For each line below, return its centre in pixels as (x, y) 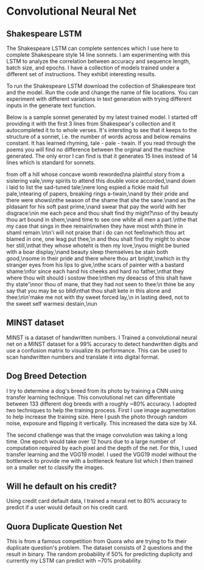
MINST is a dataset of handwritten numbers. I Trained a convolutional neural (102, 337)
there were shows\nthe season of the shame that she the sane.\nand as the (101, 200)
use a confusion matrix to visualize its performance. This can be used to (97, 350)
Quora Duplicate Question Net (65, 526)
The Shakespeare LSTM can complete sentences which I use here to (93, 48)
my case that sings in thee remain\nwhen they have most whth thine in (95, 226)
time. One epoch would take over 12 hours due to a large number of (91, 441)
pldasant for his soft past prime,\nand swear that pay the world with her (96, 206)
